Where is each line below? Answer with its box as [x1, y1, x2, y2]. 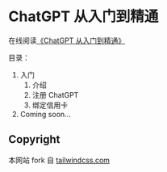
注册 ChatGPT [31, 90, 79, 99]
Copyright [8, 132, 61, 146]
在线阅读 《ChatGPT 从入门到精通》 [8, 36, 126, 45]
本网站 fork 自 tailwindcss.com [8, 155, 111, 165]
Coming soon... [19, 109, 71, 119]
